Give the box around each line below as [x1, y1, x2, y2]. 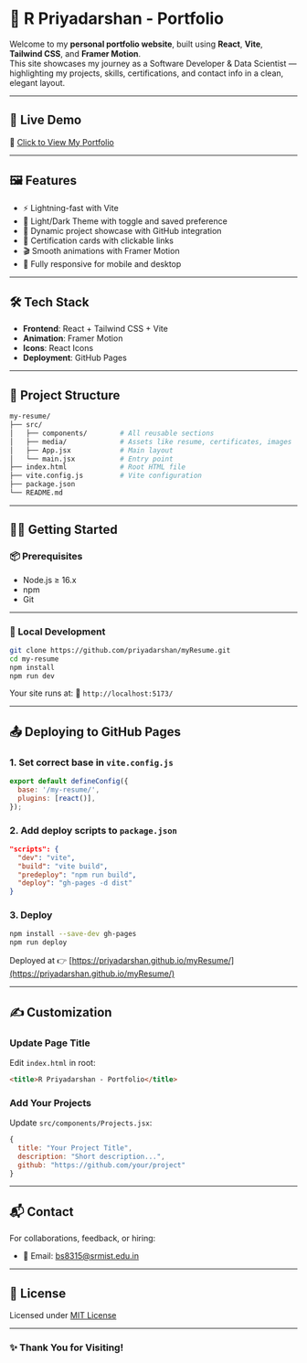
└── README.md [9, 488, 64, 497]
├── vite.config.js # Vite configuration [9, 471, 203, 481]
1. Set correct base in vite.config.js [9, 756, 174, 769]
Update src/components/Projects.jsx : [9, 1117, 153, 1128]
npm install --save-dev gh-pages [9, 930, 137, 939]
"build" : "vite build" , [17, 861, 108, 871]
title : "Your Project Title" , [17, 1143, 132, 1153]
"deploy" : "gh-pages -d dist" [17, 878, 132, 888]
